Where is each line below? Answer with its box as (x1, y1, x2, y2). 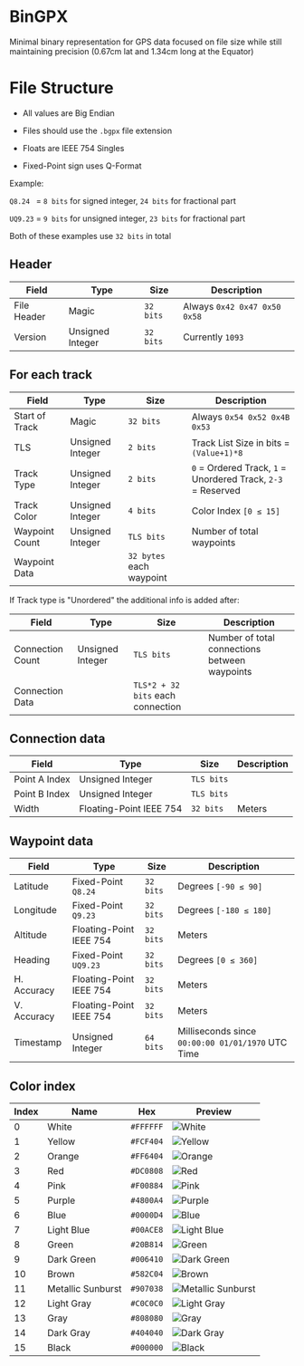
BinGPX (9, 6, 69, 27)
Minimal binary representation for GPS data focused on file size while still (9, 36, 282, 47)
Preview (195, 1105, 233, 1118)
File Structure (9, 78, 114, 99)
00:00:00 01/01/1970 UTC (177, 1036, 288, 1049)
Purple (47, 1194, 75, 1207)
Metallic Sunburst (47, 1282, 122, 1294)
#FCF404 (130, 1136, 164, 1147)
